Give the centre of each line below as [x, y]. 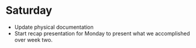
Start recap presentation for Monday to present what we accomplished [102, 33]
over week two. [33, 40]
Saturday [29, 10]
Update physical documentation [54, 27]
